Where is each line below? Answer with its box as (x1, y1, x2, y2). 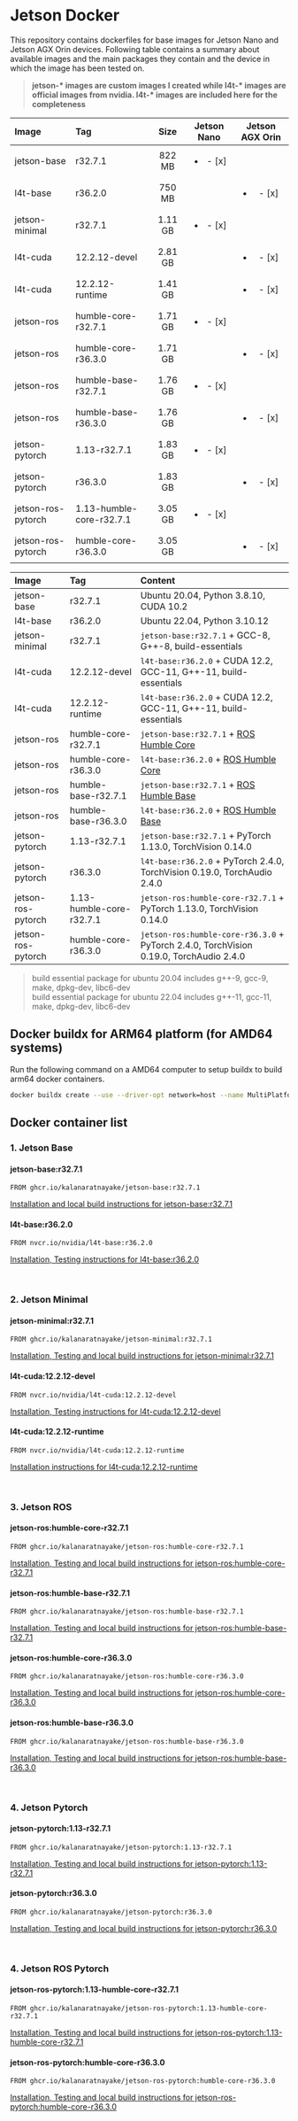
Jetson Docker (10, 5, 120, 26)
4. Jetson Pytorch (10, 1801, 88, 1814)
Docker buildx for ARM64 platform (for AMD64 (10, 1026, 273, 1041)
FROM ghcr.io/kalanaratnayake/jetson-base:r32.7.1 (10, 1183, 201, 1192)
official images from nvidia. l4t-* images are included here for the (31, 89, 278, 100)
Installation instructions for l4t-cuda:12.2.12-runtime (10, 1461, 198, 1472)
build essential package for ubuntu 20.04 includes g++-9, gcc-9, (31, 972, 269, 983)
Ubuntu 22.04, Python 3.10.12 (140, 615, 269, 627)
